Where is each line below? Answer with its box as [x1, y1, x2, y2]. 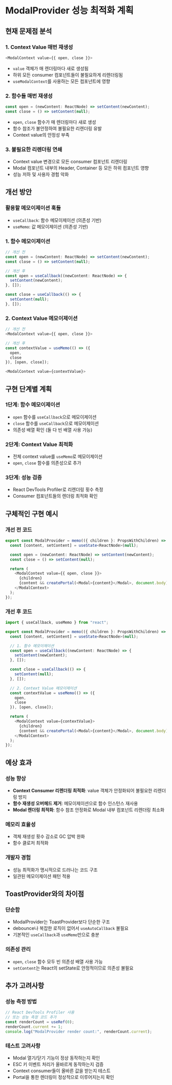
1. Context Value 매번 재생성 [5, 43, 73, 50]
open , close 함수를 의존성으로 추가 [12, 460, 81, 466]
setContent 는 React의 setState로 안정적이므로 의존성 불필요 [12, 965, 134, 971]
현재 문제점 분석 [5, 27, 52, 35]
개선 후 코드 [5, 608, 32, 615]
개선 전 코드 [5, 526, 32, 533]
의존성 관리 [5, 946, 31, 953]
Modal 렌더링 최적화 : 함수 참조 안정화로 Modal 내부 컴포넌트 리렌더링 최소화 [12, 807, 165, 813]
